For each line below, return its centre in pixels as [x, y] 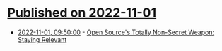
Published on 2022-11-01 [82, 13]
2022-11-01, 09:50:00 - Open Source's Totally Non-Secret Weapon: [116, 32]
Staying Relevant [42, 39]
